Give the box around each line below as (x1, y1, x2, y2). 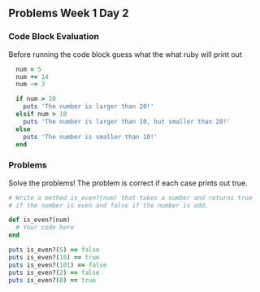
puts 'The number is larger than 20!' (23, 102, 154, 111)
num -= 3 (15, 81, 45, 89)
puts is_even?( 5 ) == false (8, 246, 100, 255)
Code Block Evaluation (8, 31, 100, 42)
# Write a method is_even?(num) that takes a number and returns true (8, 194, 253, 202)
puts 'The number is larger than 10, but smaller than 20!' (23, 117, 231, 125)
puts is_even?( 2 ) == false (8, 268, 100, 277)
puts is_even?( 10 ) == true (8, 253, 100, 261)
